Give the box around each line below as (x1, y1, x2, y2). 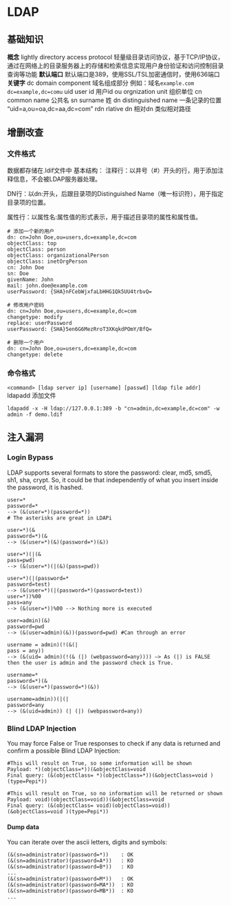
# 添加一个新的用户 (7, 228, 55, 235)
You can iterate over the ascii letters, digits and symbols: (7, 838, 167, 846)
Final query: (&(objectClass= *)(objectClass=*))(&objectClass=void (7, 772, 208, 779)
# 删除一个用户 (7, 339, 45, 346)
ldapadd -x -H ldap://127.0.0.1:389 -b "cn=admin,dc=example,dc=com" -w (7, 405, 220, 412)
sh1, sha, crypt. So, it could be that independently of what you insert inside (7, 475, 219, 484)
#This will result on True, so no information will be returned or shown (7, 790, 223, 797)
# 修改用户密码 (7, 301, 45, 308)
